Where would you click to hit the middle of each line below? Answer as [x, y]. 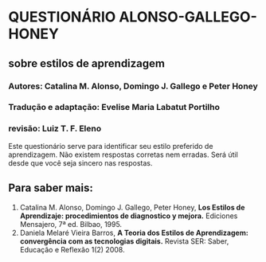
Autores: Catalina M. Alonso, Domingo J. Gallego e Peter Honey [133, 86]
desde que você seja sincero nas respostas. [80, 162]
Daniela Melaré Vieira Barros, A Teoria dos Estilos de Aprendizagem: [134, 233]
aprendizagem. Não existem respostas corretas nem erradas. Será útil [123, 154]
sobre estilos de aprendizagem [87, 63]
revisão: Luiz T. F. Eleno [55, 129]
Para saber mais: [51, 188]
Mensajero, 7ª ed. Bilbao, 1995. [70, 224]
